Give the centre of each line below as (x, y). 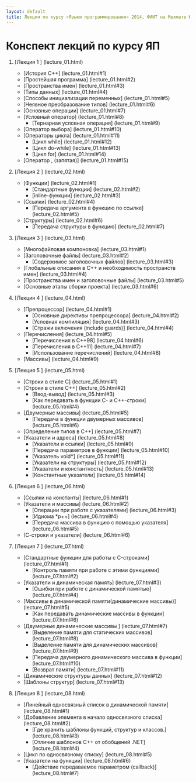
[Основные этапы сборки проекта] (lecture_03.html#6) (91, 287)
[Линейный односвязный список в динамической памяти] (96, 705)
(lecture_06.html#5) (55, 529)
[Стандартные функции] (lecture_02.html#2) (86, 189)
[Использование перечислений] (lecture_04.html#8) (96, 353)
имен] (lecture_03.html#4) (55, 274)
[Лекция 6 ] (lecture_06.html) (50, 486)
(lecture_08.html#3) (56, 736)
